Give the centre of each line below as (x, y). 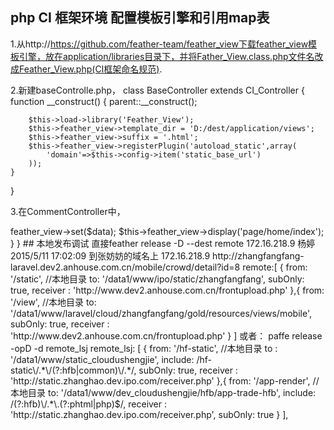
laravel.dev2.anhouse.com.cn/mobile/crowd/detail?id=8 (125, 267)
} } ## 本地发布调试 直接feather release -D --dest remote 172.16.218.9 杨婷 (163, 243)
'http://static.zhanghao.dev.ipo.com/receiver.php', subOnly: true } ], (149, 414)
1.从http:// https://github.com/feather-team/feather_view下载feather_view (159, 44)
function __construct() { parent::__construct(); (104, 101)
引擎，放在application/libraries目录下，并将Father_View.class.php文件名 (166, 56)
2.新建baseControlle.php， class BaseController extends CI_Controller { (157, 90)
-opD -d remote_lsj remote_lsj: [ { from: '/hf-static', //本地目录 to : (144, 348)
